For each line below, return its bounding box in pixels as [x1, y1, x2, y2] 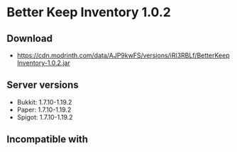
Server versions [6, 79, 79, 91]
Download [6, 33, 53, 45]
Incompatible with [6, 134, 89, 146]
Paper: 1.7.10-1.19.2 [16, 105, 72, 114]
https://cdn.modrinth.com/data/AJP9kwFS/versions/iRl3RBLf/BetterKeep [16, 51, 230, 59]
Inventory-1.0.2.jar [16, 59, 70, 67]
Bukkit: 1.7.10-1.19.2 [16, 98, 72, 106]
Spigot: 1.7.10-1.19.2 [16, 112, 73, 121]
